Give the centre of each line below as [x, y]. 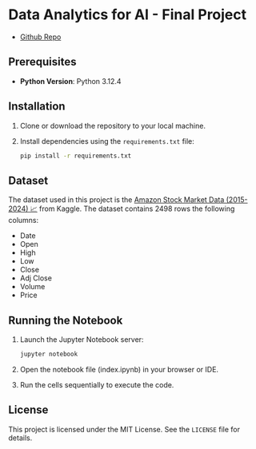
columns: [24, 221]
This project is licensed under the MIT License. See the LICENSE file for [124, 429]
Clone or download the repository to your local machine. [113, 125]
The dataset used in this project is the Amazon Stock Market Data [116, 200]
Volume [32, 287]
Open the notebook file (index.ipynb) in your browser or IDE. [119, 369]
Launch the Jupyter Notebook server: [82, 340]
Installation [37, 107]
